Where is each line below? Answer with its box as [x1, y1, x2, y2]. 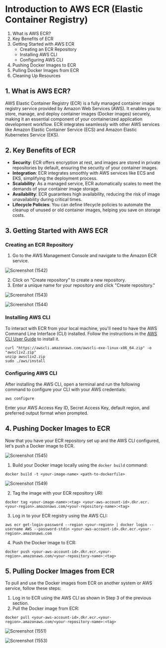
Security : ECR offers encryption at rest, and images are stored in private [12, 159, 161, 165]
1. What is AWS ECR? [5, 87, 71, 95]
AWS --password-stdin [25, 526, 70, 531]
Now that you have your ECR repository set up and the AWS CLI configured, [5, 438, 160, 444]
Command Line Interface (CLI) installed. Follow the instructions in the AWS [5, 330, 158, 336]
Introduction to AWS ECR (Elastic [5, 3, 143, 15]
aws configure [5, 396, 35, 401]
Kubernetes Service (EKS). [5, 131, 59, 137]
